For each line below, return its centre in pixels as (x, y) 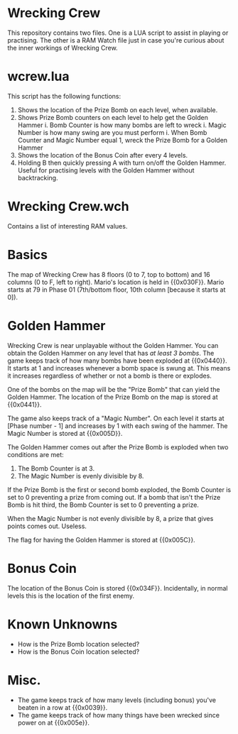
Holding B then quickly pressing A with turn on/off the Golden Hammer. (122, 163)
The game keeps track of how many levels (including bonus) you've (117, 700)
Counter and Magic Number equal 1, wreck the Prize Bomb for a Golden (123, 140)
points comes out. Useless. (47, 526)
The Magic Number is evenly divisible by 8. (81, 476)
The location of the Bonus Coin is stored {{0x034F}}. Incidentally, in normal (118, 588)
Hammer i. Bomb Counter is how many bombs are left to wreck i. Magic (122, 125)
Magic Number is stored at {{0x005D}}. (65, 433)
